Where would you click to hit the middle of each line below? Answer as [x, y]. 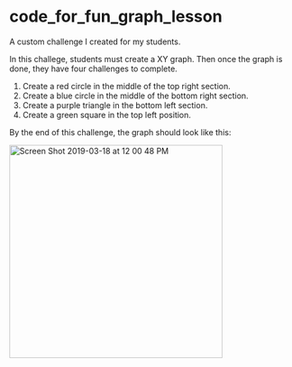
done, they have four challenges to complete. [93, 69]
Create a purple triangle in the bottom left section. [115, 105]
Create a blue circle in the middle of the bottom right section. [136, 96]
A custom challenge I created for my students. [95, 41]
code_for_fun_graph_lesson [116, 17]
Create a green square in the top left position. [107, 115]
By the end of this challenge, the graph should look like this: [120, 132]
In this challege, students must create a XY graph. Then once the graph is [146, 59]
